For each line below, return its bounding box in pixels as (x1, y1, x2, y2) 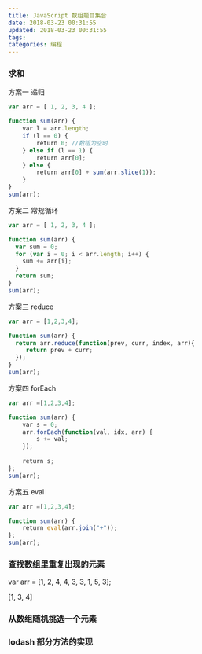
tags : (8, 33, 26, 42)
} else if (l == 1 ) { (22, 146, 93, 154)
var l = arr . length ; (22, 125, 90, 133)
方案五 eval (8, 487, 45, 496)
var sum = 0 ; (15, 243, 58, 251)
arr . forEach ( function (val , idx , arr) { (22, 428, 153, 436)
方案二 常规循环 (8, 205, 59, 215)
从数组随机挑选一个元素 (8, 614, 97, 625)
